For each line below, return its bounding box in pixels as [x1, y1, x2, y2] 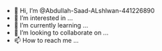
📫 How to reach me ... [13, 37, 79, 44]
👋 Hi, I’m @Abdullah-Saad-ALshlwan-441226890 [13, 7, 155, 14]
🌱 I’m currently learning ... [13, 21, 89, 29]
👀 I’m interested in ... [13, 14, 73, 22]
